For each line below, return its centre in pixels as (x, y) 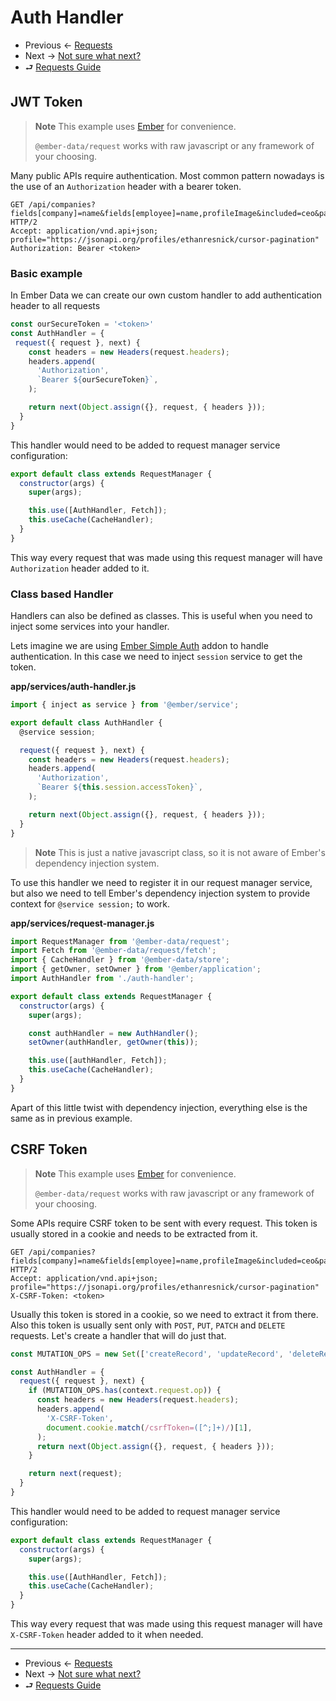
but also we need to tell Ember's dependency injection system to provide (160, 893)
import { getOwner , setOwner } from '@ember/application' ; (136, 969)
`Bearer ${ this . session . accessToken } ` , (119, 787)
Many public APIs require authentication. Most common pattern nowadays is (167, 175)
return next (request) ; (75, 1474)
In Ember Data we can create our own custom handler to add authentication (166, 295)
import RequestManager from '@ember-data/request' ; (120, 941)
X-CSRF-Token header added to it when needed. (107, 1635)
